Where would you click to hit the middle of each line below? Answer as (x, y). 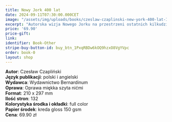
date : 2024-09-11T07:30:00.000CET (42, 15)
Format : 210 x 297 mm (29, 93)
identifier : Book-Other (31, 43)
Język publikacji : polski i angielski (42, 77)
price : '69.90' (21, 29)
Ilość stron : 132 (22, 99)
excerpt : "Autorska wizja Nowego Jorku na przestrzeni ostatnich (76, 24)
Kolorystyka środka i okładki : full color (47, 104)
